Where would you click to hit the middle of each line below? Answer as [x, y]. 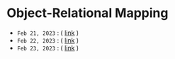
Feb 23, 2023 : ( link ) [48, 48]
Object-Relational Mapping [87, 13]
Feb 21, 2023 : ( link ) [48, 33]
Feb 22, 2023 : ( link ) [48, 40]
